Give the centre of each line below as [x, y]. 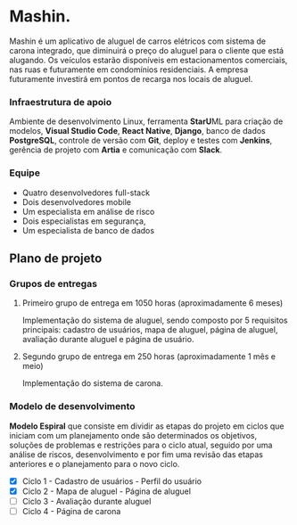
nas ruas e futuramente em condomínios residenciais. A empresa [129, 70]
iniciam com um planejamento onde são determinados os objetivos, [133, 435]
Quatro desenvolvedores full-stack [86, 193]
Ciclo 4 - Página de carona [71, 511]
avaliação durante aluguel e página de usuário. [108, 340]
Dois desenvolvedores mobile [77, 201]
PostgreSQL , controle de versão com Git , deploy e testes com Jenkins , [141, 141]
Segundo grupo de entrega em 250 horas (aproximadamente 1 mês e [149, 357]
